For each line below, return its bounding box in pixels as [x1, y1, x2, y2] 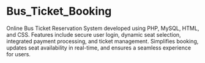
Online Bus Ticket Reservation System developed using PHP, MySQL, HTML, [6, 24, 199, 32]
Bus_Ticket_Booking [6, 4, 112, 18]
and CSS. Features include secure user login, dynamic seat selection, [6, 31, 182, 38]
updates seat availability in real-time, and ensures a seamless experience [6, 44, 192, 51]
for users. [6, 50, 31, 57]
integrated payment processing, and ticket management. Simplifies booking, [6, 37, 199, 45]
